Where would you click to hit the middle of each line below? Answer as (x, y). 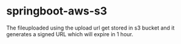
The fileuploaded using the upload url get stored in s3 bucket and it (90, 28)
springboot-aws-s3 (57, 11)
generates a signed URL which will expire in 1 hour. (70, 34)
